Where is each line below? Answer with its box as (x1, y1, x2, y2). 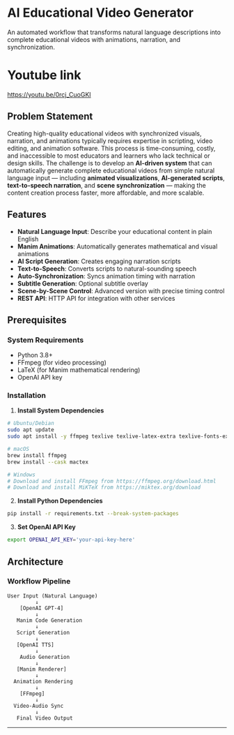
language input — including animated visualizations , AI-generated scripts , (7, 173, 225, 182)
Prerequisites (7, 314, 67, 326)
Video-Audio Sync (13, 702, 64, 709)
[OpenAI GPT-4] (19, 604, 64, 611)
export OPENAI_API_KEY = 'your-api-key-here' (7, 536, 136, 544)
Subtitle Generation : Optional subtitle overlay (17, 279, 148, 288)
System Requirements (7, 335, 84, 345)
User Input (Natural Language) (7, 592, 98, 600)
